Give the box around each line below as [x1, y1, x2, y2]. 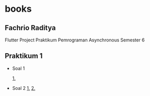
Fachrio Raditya [5, 23, 56, 32]
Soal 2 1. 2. [12, 85, 36, 91]
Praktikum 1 [5, 52, 43, 60]
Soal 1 [12, 65, 25, 71]
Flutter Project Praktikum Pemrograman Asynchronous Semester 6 [5, 37, 145, 43]
